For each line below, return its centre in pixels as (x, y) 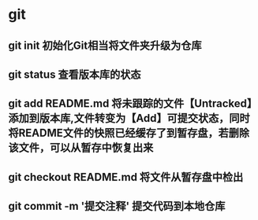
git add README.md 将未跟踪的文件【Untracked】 (130, 104)
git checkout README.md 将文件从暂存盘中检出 (126, 177)
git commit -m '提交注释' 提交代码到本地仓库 (117, 206)
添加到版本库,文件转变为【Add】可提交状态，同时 (129, 118)
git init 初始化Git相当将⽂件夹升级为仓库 (105, 45)
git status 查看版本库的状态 (75, 74)
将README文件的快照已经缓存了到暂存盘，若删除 (129, 133)
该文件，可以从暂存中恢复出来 (81, 148)
